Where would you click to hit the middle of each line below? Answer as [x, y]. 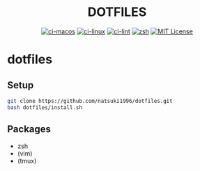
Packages [29, 129]
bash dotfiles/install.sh [45, 107]
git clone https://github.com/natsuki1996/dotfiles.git [90, 101]
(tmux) [27, 161]
